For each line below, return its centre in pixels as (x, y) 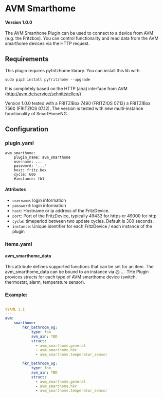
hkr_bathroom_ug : (40, 364)
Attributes (16, 189)
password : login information (39, 206)
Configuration (27, 129)
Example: (16, 295)
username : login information (39, 200)
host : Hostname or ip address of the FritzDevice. (61, 211)
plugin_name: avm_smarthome (42, 157)
